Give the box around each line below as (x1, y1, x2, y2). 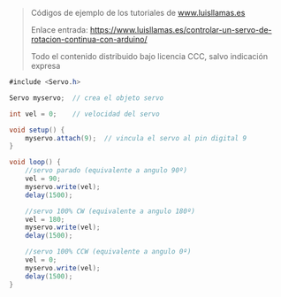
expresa (30, 61, 61, 71)
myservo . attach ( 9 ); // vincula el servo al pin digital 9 (25, 133, 247, 142)
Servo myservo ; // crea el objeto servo (9, 93, 164, 103)
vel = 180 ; (25, 215, 65, 224)
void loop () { (9, 158, 62, 167)
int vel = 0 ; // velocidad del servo (9, 110, 161, 118)
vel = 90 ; (25, 174, 62, 183)
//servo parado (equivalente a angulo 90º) (25, 166, 188, 175)
